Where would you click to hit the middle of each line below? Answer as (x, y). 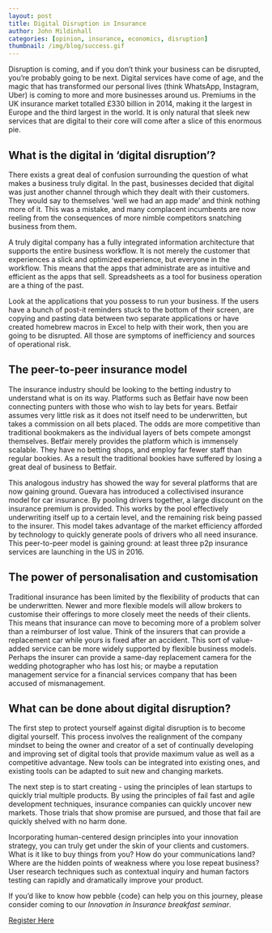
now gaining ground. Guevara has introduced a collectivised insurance (126, 491)
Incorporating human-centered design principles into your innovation (123, 837)
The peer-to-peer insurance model (98, 370)
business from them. (42, 226)
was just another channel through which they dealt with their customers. (129, 192)
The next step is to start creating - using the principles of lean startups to (130, 787)
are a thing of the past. (46, 285)
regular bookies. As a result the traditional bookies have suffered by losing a (135, 458)
